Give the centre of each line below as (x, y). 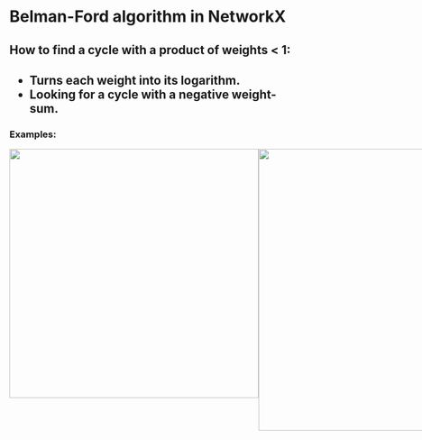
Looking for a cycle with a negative (129, 94)
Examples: (33, 134)
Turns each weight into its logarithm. (135, 80)
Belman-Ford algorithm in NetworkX (148, 17)
